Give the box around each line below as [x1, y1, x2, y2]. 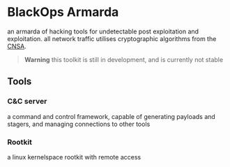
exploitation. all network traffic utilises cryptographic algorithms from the [7, 34, 217, 42]
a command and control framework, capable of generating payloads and [7, 112, 216, 120]
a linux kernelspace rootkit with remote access [7, 152, 141, 161]
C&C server [7, 97, 47, 106]
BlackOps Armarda [7, 4, 119, 20]
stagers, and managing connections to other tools [7, 120, 151, 128]
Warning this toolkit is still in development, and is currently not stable [24, 55, 224, 63]
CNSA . [7, 42, 26, 50]
